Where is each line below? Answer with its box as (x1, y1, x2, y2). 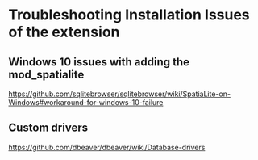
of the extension (8, 23, 120, 41)
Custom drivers (8, 121, 89, 135)
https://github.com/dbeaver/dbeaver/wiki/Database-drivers (8, 142, 206, 152)
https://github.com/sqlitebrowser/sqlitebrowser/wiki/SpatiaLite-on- (8, 89, 231, 99)
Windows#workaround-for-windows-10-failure (8, 98, 164, 107)
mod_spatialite (8, 67, 85, 82)
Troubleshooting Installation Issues (8, 6, 250, 24)
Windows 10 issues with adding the (8, 55, 190, 69)
